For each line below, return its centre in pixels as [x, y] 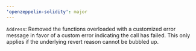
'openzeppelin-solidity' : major [47, 12]
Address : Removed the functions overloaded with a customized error [91, 29]
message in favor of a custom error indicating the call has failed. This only [98, 35]
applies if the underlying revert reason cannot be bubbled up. [82, 41]
